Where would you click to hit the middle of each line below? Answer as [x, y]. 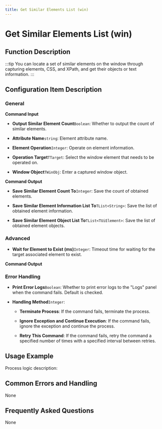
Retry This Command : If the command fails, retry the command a [85, 335]
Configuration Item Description [53, 89]
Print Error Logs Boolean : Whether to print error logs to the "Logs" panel [84, 287]
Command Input [22, 114]
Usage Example [29, 356]
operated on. [25, 163]
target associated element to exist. [47, 254]
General [15, 103]
